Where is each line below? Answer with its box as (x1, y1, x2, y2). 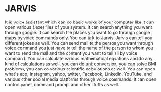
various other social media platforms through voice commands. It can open (5, 76, 157, 82)
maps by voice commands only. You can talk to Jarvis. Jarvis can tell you (5, 35, 153, 41)
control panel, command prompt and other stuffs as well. (5, 81, 120, 87)
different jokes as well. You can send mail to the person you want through (5, 40, 153, 46)
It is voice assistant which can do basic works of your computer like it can (5, 19, 154, 25)
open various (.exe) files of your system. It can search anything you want (5, 24, 152, 30)
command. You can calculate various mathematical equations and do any (5, 55, 153, 61)
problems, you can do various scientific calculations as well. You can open (5, 66, 156, 71)
